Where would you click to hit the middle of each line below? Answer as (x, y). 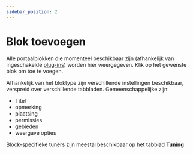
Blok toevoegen (46, 41)
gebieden (27, 126)
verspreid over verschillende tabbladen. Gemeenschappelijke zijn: (88, 89)
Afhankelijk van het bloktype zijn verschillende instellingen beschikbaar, (95, 82)
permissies (28, 120)
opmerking (28, 107)
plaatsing (26, 113)
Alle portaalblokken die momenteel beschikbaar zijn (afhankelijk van (90, 58)
